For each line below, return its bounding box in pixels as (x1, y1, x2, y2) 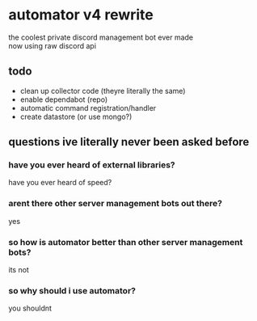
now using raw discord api (8, 40, 97, 50)
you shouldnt (8, 303, 53, 313)
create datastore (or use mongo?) (19, 112, 133, 121)
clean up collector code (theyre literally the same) (19, 86, 186, 95)
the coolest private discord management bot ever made (8, 32, 194, 42)
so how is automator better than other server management (8, 236, 243, 247)
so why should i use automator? (8, 285, 136, 296)
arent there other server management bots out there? (8, 198, 222, 209)
